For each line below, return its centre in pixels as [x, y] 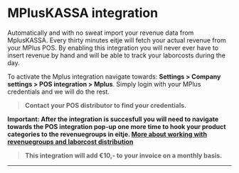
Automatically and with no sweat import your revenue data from [101, 33]
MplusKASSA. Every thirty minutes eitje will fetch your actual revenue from [117, 40]
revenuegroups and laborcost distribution [70, 141]
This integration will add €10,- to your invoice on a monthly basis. [123, 155]
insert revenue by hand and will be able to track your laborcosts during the [117, 55]
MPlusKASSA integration [83, 13]
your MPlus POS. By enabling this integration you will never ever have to [113, 48]
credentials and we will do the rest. [59, 91]
